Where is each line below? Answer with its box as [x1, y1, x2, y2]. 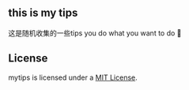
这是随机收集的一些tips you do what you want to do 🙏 [8, 28, 182, 38]
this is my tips [8, 6, 78, 20]
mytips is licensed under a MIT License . [8, 73, 138, 82]
